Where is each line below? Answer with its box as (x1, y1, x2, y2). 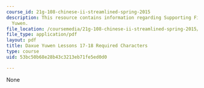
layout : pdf (6, 37, 36, 43)
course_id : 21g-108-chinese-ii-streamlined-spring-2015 (6, 8, 151, 15)
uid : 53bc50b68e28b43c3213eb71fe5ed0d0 (6, 54, 107, 60)
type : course (6, 49, 39, 55)
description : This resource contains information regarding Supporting (6, 15, 191, 21)
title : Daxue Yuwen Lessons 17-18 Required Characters (6, 43, 148, 49)
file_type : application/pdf (6, 32, 78, 38)
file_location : (6, 25, 45, 32)
